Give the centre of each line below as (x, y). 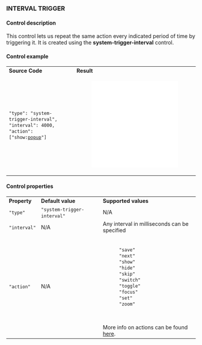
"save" (127, 250)
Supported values (126, 200)
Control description (31, 23)
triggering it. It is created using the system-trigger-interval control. (90, 43)
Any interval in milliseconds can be (146, 224)
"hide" (127, 268)
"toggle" (130, 286)
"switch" (130, 280)
